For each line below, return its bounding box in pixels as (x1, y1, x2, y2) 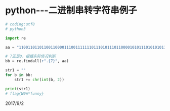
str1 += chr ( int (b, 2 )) (14, 77, 65, 82)
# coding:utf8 (5, 21, 35, 27)
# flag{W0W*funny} (5, 91, 44, 96)
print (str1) (5, 86, 30, 91)
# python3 (5, 26, 26, 31)
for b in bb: (5, 72, 33, 78)
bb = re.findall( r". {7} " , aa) (5, 59, 69, 64)
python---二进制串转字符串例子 (5, 5, 138, 16)
